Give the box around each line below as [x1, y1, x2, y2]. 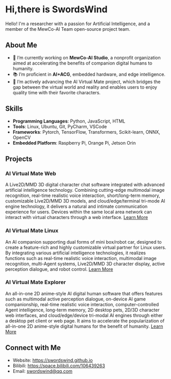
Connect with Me [5, 344, 61, 352]
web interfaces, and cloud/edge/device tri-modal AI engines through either [5, 312, 163, 318]
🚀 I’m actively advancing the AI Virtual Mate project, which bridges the [12, 78, 161, 85]
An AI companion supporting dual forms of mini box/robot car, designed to [5, 238, 162, 245]
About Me [5, 41, 37, 50]
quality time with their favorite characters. [12, 89, 101, 95]
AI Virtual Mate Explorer [5, 278, 66, 286]
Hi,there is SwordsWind [5, 4, 108, 15]
